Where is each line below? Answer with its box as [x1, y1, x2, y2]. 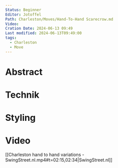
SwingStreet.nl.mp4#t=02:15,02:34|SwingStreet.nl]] [5, 157, 113, 163]
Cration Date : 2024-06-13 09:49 [5, 26, 73, 31]
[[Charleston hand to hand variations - [5, 151, 84, 158]
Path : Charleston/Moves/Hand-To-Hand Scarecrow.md [5, 17, 113, 22]
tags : [5, 36, 17, 41]
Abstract [5, 66, 43, 78]
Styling [5, 112, 36, 123]
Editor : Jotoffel [5, 12, 42, 17]
